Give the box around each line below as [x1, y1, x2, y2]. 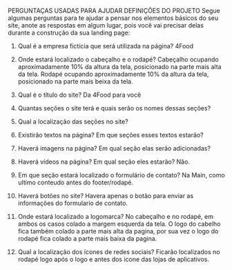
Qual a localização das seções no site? [17, 117, 128, 126]
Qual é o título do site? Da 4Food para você [17, 90, 142, 99]
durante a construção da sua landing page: [8, 28, 130, 37]
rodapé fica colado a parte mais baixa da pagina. [17, 235, 157, 242]
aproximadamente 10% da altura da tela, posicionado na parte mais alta [17, 63, 222, 70]
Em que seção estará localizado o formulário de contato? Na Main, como [17, 171, 225, 179]
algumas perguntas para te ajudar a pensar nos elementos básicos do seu [8, 14, 219, 22]
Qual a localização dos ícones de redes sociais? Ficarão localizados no [17, 248, 220, 255]
